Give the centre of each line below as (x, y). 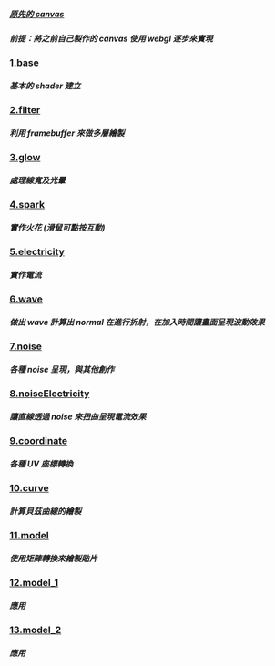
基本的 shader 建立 (45, 86)
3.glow (25, 158)
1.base (24, 63)
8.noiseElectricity (50, 394)
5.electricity (37, 252)
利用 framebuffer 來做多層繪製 (67, 133)
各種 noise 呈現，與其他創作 (62, 369)
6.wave (26, 299)
